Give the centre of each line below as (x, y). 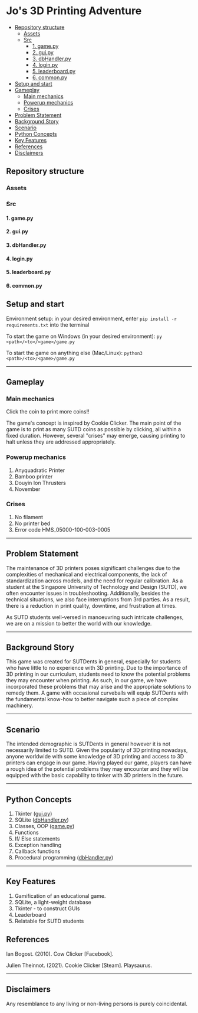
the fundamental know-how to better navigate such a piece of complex (92, 699)
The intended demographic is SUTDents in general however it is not (88, 744)
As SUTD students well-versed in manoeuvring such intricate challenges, (95, 617)
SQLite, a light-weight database (53, 902)
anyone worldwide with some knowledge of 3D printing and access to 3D (95, 757)
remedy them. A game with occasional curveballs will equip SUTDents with (97, 693)
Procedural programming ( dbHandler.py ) (64, 858)
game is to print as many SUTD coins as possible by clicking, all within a (94, 429)
